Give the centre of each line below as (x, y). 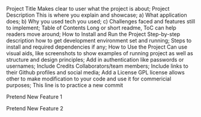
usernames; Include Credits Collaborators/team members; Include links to (97, 66)
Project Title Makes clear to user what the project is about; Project (88, 9)
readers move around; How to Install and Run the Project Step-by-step (93, 34)
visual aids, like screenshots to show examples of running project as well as (100, 53)
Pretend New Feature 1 (34, 97)
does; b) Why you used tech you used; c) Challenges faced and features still (101, 21)
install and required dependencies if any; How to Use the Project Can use (97, 47)
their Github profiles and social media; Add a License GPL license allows (95, 72)
